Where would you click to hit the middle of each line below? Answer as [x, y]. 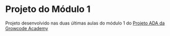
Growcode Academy [27, 28]
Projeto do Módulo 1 [48, 9]
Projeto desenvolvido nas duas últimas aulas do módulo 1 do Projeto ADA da [85, 23]
